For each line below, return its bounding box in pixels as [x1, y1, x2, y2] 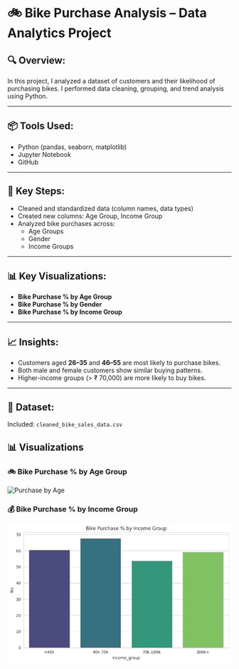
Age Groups [28, 227, 64, 235]
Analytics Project [7, 25, 112, 41]
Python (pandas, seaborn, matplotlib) [17, 143, 127, 151]
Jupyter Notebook [17, 150, 71, 158]
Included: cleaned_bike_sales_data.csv [7, 420, 123, 429]
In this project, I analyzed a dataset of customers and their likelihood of [7, 77, 216, 85]
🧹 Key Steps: [7, 185, 65, 198]
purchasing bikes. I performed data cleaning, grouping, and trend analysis [7, 84, 224, 93]
